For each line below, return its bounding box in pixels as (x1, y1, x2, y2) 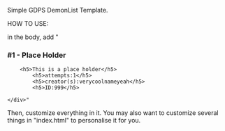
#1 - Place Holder (7, 50, 66, 60)
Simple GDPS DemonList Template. (7, 6, 108, 14)
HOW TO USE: (7, 20, 49, 27)
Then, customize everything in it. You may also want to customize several (7, 109, 219, 117)
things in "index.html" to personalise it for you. (7, 116, 141, 125)
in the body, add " (7, 33, 59, 41)
